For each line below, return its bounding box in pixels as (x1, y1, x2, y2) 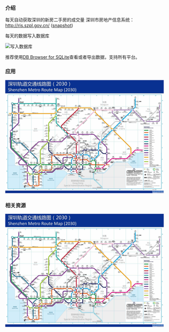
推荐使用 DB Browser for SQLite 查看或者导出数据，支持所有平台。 (5, 54, 140, 60)
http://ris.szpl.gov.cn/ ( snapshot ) (5, 23, 73, 29)
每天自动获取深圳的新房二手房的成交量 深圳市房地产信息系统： (5, 17, 134, 23)
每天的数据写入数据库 (5, 33, 49, 39)
